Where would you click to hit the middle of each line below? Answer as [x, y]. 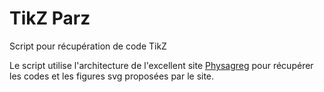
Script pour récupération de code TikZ [88, 46]
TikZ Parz [50, 18]
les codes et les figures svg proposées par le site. [112, 76]
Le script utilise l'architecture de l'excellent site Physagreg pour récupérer [161, 65]
